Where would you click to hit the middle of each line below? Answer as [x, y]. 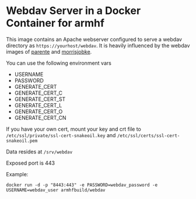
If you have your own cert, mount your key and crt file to [74, 129]
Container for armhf [55, 23]
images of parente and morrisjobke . [49, 51]
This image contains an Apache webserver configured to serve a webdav [94, 39]
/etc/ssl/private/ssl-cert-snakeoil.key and [61, 135]
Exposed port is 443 [31, 163]
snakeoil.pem [22, 141]
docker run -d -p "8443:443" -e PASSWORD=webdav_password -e [82, 185]
